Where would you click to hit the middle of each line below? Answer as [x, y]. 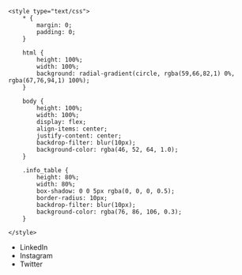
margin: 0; [55, 25]
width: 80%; [57, 184]
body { [33, 101]
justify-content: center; [79, 136]
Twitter [31, 264]
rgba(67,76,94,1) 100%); [49, 81]
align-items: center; [72, 129]
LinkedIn [34, 247]
